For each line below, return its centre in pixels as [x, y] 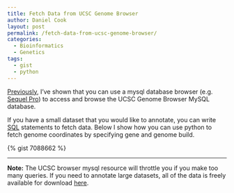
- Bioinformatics [39, 46]
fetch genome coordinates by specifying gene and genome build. [101, 134]
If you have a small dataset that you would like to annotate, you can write [112, 119]
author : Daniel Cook [37, 20]
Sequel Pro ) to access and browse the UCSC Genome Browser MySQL [109, 99]
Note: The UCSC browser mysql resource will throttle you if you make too [113, 168]
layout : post [26, 26]
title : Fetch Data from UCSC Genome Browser [73, 14]
